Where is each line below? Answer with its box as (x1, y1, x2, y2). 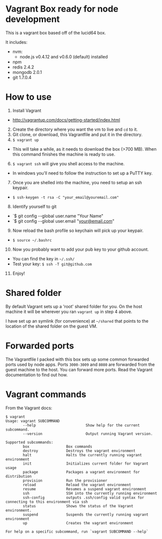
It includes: (5, 39, 28, 45)
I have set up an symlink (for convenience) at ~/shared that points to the (5, 318, 149, 324)
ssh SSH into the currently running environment (23, 491, 158, 496)
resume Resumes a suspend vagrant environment (23, 487, 147, 491)
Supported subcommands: (5, 440, 54, 445)
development (5, 14, 60, 25)
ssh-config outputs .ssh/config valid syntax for (23, 495, 145, 500)
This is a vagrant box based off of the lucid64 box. (5, 30, 106, 35)
